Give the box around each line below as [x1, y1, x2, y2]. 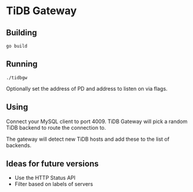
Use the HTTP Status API [14, 174, 76, 181]
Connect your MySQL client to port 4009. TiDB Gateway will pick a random [6, 118, 188, 125]
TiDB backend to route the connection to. [6, 124, 107, 131]
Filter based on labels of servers [14, 181, 93, 188]
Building [6, 28, 37, 38]
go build [6, 43, 28, 49]
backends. [6, 141, 32, 148]
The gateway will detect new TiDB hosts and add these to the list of [6, 135, 169, 143]
